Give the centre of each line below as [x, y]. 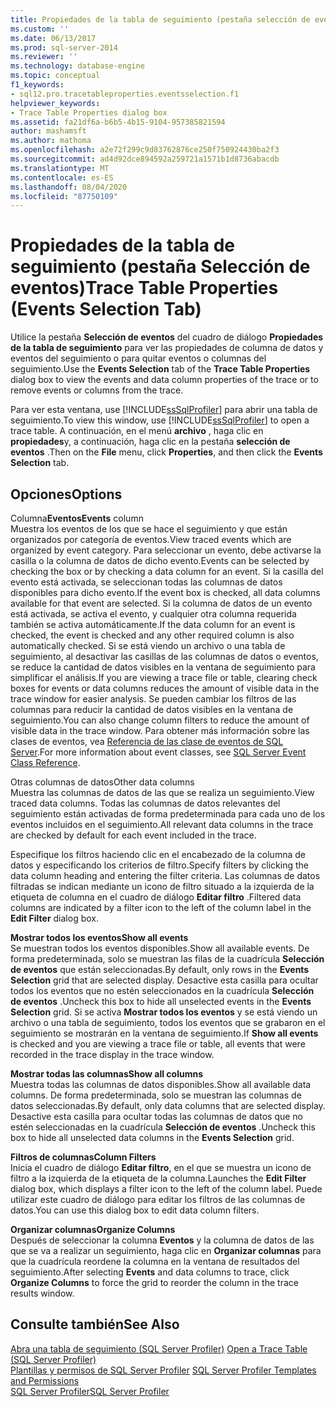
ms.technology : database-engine [77, 66]
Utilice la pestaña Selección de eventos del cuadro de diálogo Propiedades [167, 337]
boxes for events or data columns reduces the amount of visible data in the [165, 688]
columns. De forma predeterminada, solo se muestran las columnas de [156, 1095]
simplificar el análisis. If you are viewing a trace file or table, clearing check [164, 677]
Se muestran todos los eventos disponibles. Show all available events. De [160, 948]
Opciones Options [66, 494]
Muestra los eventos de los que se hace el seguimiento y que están [149, 529]
